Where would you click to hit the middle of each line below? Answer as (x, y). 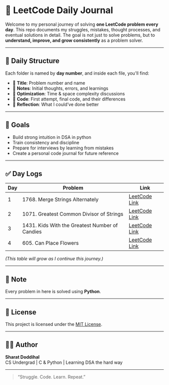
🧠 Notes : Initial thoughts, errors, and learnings (60, 88)
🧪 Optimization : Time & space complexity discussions (69, 93)
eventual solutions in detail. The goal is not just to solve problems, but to (80, 35)
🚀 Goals (18, 125)
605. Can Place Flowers (51, 243)
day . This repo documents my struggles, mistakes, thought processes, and (83, 29)
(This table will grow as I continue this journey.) (54, 259)
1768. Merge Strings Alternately (61, 200)
